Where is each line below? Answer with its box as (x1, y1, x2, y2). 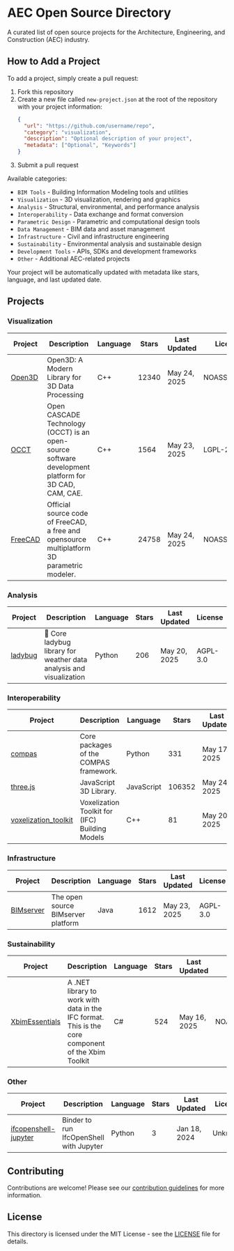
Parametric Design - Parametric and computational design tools (17, 217, 201, 226)
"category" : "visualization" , (24, 129, 111, 136)
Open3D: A (47, 355, 84, 364)
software (47, 453, 77, 463)
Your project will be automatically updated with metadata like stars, (7, 268, 200, 276)
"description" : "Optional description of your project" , (24, 135, 193, 142)
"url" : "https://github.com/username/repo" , (24, 122, 155, 130)
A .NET (67, 977, 91, 987)
